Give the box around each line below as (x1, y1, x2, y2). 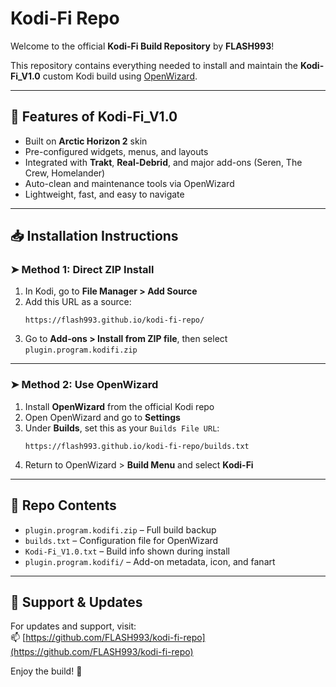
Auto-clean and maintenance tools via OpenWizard (24, 177, 235, 189)
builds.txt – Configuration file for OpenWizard (24, 534, 219, 546)
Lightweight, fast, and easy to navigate (24, 188, 185, 200)
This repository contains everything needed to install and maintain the (10, 59, 298, 71)
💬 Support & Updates (10, 593, 143, 611)
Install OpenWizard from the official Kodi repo (24, 400, 215, 412)
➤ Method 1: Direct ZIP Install (10, 263, 155, 277)
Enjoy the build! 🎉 (10, 665, 83, 677)
